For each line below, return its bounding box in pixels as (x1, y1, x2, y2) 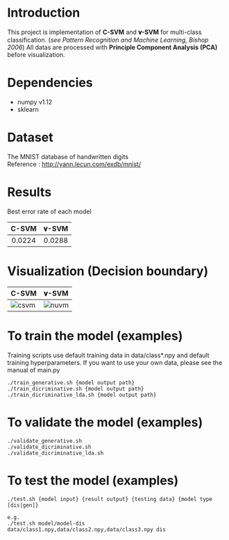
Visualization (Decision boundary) (7, 263, 209, 279)
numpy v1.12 (17, 97, 53, 106)
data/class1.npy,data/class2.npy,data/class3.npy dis (7, 526, 167, 533)
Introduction (7, 5, 80, 21)
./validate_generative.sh (7, 437, 82, 444)
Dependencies (7, 75, 93, 91)
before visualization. (7, 50, 65, 58)
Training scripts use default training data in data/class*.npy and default (7, 351, 210, 359)
